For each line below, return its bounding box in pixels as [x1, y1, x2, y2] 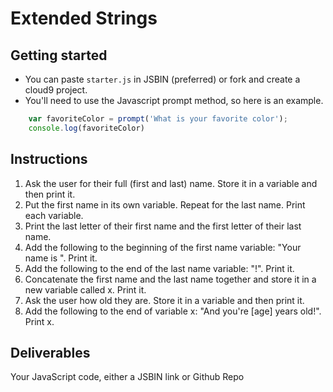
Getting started [10, 47, 108, 64]
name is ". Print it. [24, 252, 98, 264]
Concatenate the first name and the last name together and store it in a [24, 273, 317, 285]
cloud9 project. [24, 84, 88, 96]
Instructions [10, 151, 88, 168]
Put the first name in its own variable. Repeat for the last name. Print [24, 198, 306, 211]
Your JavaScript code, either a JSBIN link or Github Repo [10, 371, 245, 383]
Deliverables [10, 344, 91, 361]
